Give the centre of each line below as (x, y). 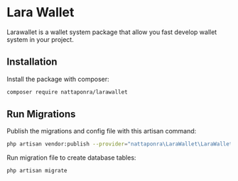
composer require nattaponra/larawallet (67, 92)
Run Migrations (41, 114)
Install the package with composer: (58, 79)
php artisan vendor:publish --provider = (67, 144)
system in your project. (40, 39)
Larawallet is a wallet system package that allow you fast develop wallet (112, 32)
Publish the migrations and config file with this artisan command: (102, 131)
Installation (32, 62)
